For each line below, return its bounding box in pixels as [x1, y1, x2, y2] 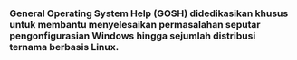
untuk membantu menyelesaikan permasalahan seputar [9, 18, 261, 30]
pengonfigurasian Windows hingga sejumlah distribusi [9, 30, 256, 42]
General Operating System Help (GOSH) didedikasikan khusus [9, 7, 289, 20]
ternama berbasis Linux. [9, 40, 120, 53]
